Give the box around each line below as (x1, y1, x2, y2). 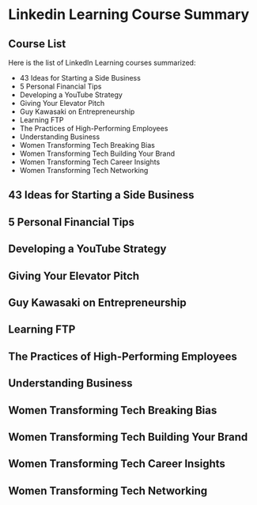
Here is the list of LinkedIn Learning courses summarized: (8, 58, 196, 67)
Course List (8, 37, 66, 51)
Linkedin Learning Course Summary (8, 6, 250, 24)
